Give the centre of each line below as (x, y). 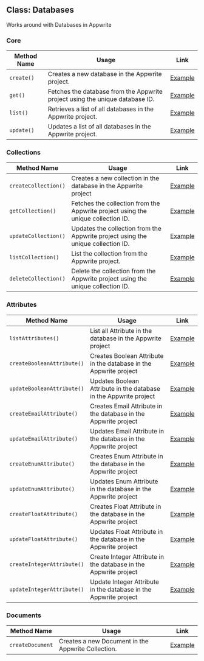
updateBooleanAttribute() (47, 388)
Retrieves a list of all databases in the (100, 109)
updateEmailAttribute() (44, 439)
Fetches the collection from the (116, 203)
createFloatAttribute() (44, 514)
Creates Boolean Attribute (127, 355)
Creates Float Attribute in (126, 506)
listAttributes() (34, 338)
